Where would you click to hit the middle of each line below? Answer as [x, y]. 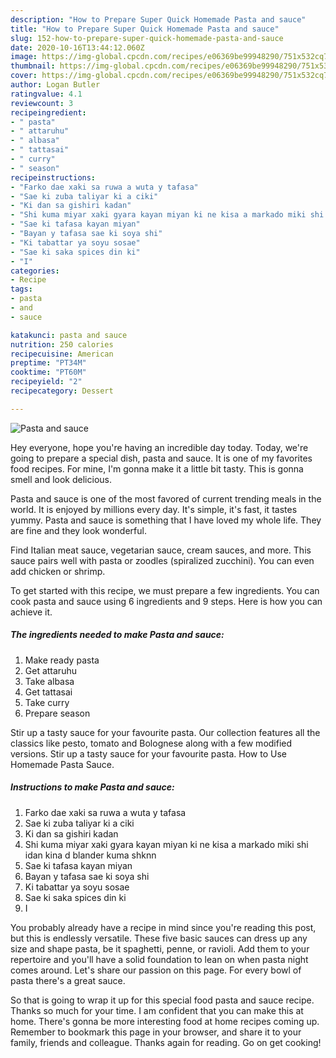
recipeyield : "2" [46, 382]
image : [24, 57]
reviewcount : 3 [42, 103]
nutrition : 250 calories [62, 344]
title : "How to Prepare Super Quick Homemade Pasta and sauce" [145, 29]
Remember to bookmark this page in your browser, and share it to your [156, 1032]
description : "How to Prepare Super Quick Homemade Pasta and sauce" [158, 19]
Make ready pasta [62, 660]
